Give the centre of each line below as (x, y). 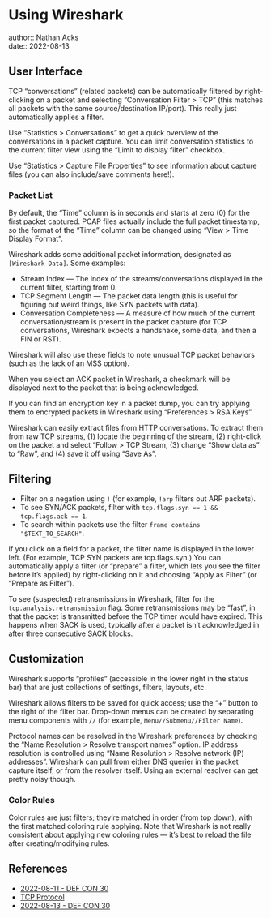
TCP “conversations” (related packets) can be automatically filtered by (126, 91)
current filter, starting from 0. (68, 287)
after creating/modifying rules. (59, 843)
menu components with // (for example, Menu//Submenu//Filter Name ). (126, 720)
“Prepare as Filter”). (41, 583)
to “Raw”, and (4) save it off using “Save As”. (83, 454)
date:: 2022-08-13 (39, 45)
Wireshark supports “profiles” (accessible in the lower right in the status (129, 678)
